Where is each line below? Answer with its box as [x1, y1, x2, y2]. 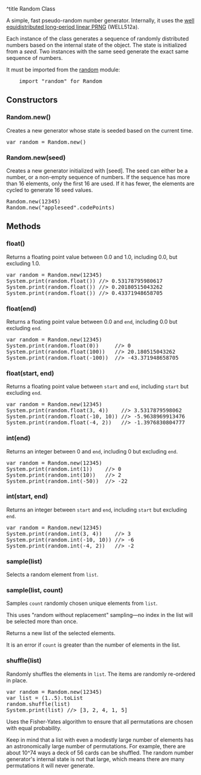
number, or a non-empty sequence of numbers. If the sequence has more [6, 173, 191, 180]
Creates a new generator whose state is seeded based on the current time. [6, 127, 194, 134]
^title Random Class [6, 5, 56, 12]
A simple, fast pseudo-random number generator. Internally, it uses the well [6, 17, 195, 24]
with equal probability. [6, 724, 62, 731]
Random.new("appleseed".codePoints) [6, 204, 115, 211]
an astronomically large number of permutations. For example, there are [6, 742, 186, 750]
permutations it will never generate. [6, 762, 95, 769]
